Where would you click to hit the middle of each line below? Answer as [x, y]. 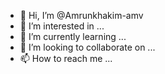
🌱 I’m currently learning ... [73, 36]
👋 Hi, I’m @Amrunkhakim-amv [81, 15]
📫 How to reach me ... [66, 58]
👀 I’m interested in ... [62, 26]
